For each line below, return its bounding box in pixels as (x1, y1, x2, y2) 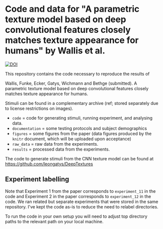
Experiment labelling (5, 175, 69, 183)
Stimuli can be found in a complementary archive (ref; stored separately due (5, 100, 159, 106)
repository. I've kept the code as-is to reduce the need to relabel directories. (5, 204, 159, 209)
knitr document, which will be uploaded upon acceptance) (12, 136, 132, 142)
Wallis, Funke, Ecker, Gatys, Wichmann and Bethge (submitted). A (5, 80, 138, 86)
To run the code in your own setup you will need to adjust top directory (5, 213, 148, 219)
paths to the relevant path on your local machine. (5, 218, 104, 224)
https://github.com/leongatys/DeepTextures (5, 161, 93, 167)
